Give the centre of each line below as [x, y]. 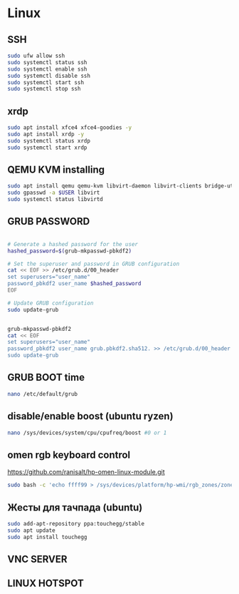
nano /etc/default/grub [43, 394]
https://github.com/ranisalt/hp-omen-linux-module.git [86, 472]
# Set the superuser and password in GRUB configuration [94, 264]
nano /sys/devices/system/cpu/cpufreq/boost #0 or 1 [87, 433]
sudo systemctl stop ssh [44, 89]
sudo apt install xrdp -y [46, 134]
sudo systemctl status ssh [47, 62]
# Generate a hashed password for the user [73, 244]
